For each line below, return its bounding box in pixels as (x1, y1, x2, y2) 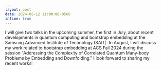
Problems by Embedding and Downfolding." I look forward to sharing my (5, 55, 150, 61)
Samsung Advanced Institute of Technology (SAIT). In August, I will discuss (5, 40, 157, 46)
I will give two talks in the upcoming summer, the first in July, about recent (5, 30, 154, 35)
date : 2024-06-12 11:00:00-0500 (5, 12, 71, 17)
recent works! (5, 60, 33, 66)
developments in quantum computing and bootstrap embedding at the (5, 35, 145, 40)
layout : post (5, 7, 32, 12)
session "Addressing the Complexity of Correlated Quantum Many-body (5, 50, 149, 56)
